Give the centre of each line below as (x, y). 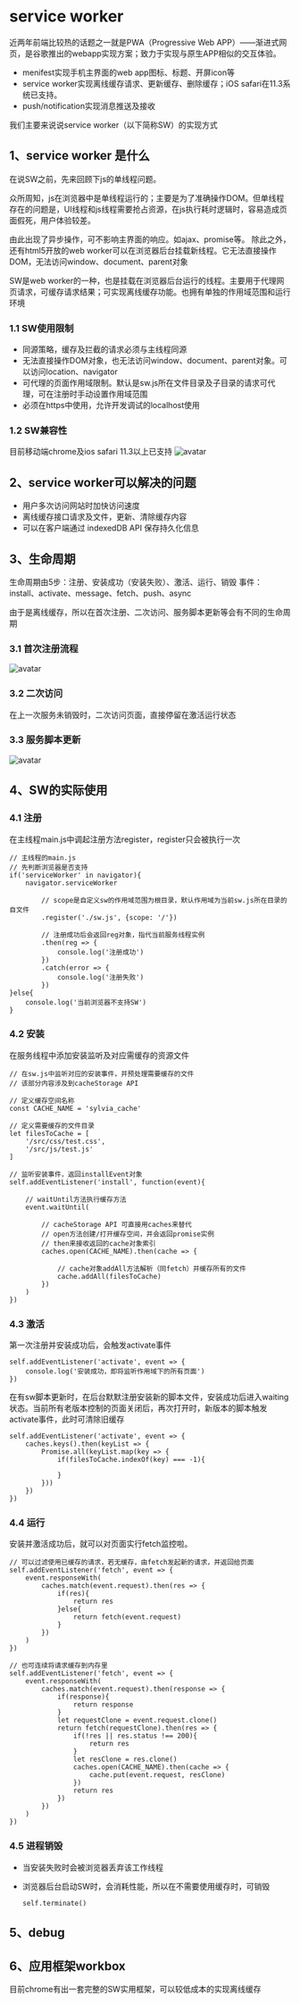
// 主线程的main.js (43, 858)
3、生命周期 (42, 559)
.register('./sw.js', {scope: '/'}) (109, 917)
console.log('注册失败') (100, 977)
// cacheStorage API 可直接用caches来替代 (117, 1224)
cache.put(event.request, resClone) (157, 1775)
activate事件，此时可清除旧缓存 (67, 1419)
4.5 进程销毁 (36, 1846)
